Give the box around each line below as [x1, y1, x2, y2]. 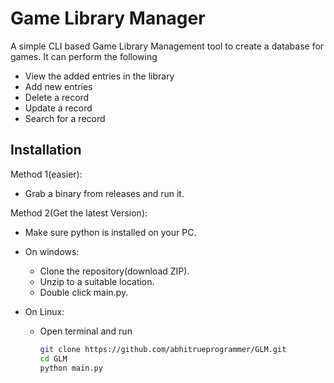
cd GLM [39, 353, 68, 364]
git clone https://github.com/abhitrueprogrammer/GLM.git [39, 344, 287, 354]
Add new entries [24, 80, 93, 92]
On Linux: [24, 305, 65, 317]
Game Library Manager [10, 7, 206, 30]
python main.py [39, 363, 103, 373]
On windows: [24, 245, 80, 257]
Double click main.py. [39, 286, 129, 298]
